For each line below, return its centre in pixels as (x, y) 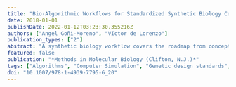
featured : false (31, 53)
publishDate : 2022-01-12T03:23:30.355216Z (70, 27)
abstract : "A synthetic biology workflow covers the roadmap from (106, 46)
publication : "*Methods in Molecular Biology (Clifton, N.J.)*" (103, 60)
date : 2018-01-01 (33, 20)
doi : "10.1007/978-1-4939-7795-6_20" (63, 72)
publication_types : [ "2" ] (45, 40)
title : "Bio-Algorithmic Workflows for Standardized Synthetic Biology (114, 14)
